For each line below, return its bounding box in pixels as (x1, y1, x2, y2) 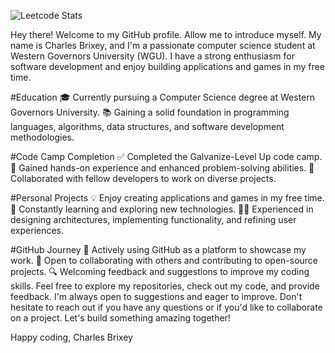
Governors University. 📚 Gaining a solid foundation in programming (10, 106, 290, 118)
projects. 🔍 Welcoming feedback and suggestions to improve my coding (10, 266, 310, 277)
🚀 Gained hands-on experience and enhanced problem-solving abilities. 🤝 (10, 162, 315, 174)
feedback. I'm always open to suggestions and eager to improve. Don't (10, 291, 303, 302)
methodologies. (10, 131, 75, 143)
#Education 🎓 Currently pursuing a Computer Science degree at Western (10, 91, 316, 103)
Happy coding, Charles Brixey (10, 331, 133, 343)
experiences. (10, 225, 65, 236)
